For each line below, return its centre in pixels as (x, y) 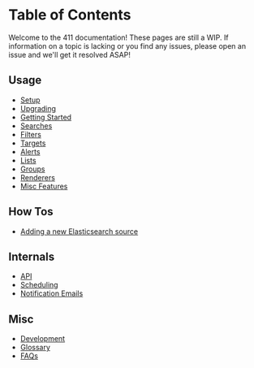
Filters (31, 134)
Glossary (35, 348)
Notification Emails (52, 293)
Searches (36, 126)
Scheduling (39, 285)
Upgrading (38, 108)
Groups (32, 169)
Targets (33, 143)
